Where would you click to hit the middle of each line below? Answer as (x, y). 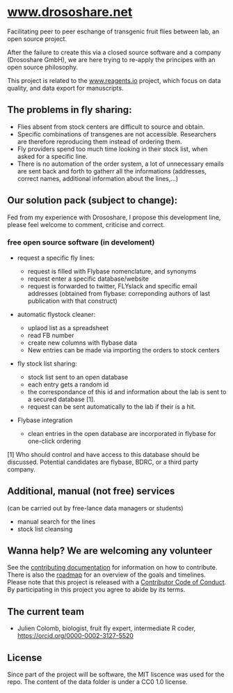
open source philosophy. (43, 67)
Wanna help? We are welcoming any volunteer (110, 551)
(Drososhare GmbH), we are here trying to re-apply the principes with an (111, 59)
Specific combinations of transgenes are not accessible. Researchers (117, 134)
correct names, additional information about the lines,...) (98, 178)
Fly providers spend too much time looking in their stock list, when (112, 149)
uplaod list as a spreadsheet (68, 327)
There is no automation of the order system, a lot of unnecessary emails (120, 164)
